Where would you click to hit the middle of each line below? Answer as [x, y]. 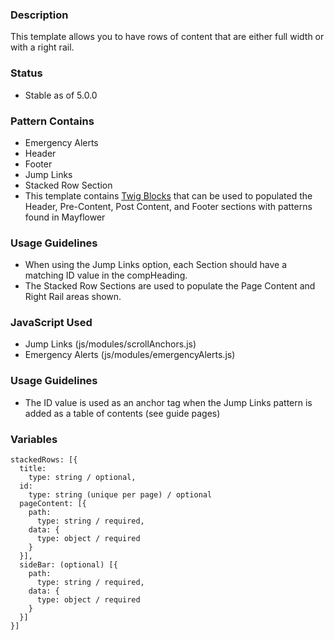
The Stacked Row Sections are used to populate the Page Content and [170, 286]
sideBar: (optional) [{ [68, 565]
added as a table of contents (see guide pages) [122, 413]
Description [39, 15]
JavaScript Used [51, 323]
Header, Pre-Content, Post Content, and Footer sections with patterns [168, 206]
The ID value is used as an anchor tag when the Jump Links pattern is [168, 402]
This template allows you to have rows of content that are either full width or [167, 37]
